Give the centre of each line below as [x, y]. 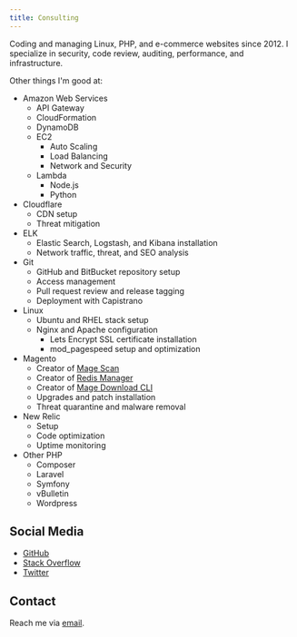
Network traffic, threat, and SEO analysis [112, 252]
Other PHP [43, 455]
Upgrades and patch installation [96, 397]
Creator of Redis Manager [84, 377]
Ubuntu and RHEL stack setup [92, 319]
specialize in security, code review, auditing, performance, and [127, 53]
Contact [33, 601]
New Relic [41, 416]
